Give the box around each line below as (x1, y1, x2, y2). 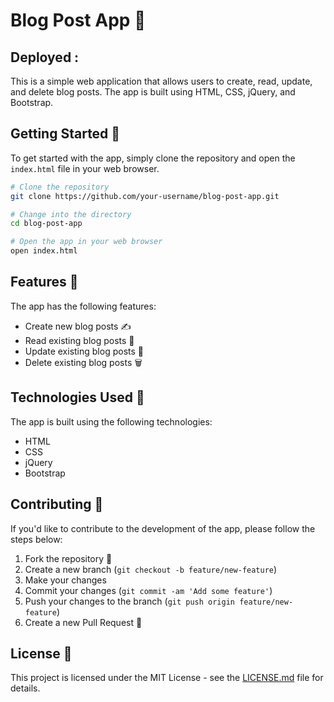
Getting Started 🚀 (10, 125, 121, 143)
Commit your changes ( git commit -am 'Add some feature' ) (24, 584, 273, 596)
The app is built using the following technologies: (10, 415, 213, 428)
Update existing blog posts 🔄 (24, 345, 144, 357)
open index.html (10, 246, 78, 256)
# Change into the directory (10, 209, 132, 219)
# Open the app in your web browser (10, 237, 163, 247)
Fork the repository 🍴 (24, 552, 113, 564)
